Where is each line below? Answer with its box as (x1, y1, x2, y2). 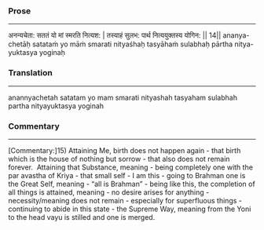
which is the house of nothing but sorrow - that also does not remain (8, 154, 230, 163)
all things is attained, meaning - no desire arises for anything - (8, 187, 210, 197)
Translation (8, 68, 53, 78)
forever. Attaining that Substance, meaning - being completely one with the (8, 162, 254, 172)
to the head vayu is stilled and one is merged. (8, 212, 156, 221)
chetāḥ (8, 39, 31, 49)
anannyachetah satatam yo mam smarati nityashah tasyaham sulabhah (8, 93, 238, 102)
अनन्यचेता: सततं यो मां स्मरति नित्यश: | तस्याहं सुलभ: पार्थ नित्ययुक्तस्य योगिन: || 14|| (8, 31, 222, 40)
